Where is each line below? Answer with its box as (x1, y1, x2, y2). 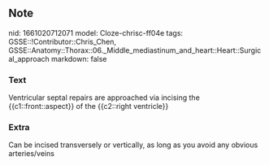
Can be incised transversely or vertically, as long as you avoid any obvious (8, 140, 258, 150)
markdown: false (51, 54, 107, 63)
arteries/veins (8, 149, 55, 158)
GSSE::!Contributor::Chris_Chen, (8, 37, 116, 46)
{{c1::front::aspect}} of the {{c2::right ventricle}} (8, 102, 169, 111)
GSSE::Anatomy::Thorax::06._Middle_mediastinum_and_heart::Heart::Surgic (8, 45, 262, 55)
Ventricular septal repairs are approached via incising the (8, 93, 201, 102)
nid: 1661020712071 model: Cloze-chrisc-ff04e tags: (8, 28, 184, 37)
